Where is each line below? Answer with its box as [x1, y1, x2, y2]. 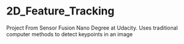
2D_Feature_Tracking [6, 4, 115, 18]
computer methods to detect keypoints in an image [6, 30, 133, 37]
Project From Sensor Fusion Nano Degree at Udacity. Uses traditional [6, 24, 178, 31]
